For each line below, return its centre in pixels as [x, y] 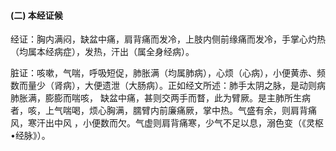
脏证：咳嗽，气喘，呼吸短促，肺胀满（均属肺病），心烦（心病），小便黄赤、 [163, 73]
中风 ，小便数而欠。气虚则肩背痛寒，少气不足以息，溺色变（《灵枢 [188, 123]
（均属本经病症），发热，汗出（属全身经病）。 [102, 52]
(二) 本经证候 [36, 15]
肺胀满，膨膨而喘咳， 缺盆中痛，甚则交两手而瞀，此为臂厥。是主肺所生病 [160, 98]
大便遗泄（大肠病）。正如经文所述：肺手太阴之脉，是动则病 [205, 86]
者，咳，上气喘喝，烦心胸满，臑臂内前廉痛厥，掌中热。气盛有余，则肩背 [159, 111]
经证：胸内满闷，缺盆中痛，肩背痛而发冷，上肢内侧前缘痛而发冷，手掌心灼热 [168, 39]
